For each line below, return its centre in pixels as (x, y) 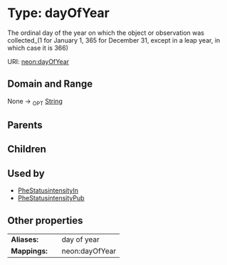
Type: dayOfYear (59, 13)
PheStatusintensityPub (51, 198)
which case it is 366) (38, 48)
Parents (25, 125)
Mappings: (30, 251)
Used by (26, 173)
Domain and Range (50, 84)
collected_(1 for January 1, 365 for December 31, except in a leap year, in (114, 40)
